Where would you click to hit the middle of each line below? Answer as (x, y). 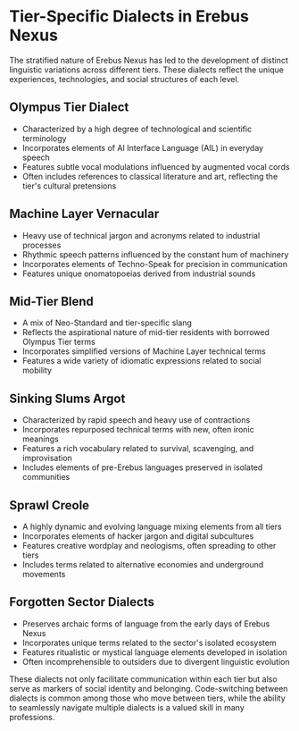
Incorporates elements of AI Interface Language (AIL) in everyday (143, 147)
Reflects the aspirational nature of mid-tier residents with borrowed (146, 332)
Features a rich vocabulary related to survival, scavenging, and (138, 449)
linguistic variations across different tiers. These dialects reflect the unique (146, 70)
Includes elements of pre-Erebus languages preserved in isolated (142, 467)
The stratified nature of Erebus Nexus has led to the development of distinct (149, 60)
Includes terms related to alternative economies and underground (143, 564)
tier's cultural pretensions (69, 186)
